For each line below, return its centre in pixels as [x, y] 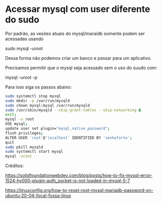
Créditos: [14, 166]
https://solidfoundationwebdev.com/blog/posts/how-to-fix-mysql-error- [79, 176]
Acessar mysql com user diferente [78, 9]
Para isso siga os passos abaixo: [39, 87]
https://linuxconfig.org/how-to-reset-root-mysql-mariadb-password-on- [79, 191]
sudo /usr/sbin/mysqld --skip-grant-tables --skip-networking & [73, 110]
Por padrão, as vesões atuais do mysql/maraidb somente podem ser [75, 33]
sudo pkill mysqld [24, 147]
